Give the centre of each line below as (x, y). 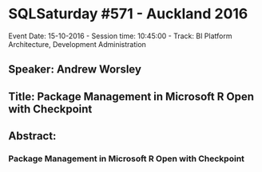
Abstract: (32, 136)
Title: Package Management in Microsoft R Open (131, 96)
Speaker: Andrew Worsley (75, 70)
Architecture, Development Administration (77, 44)
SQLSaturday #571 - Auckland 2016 (128, 14)
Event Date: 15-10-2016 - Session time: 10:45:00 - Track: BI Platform (120, 36)
